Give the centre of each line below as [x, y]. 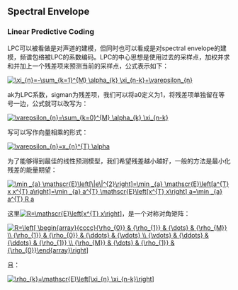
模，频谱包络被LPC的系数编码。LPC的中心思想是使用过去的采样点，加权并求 [119, 57]
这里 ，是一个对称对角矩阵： [99, 213]
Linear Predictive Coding [51, 32]
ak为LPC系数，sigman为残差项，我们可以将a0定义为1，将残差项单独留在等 [116, 94]
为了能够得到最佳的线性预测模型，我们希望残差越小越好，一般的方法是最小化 [119, 161]
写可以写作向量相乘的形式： [48, 132]
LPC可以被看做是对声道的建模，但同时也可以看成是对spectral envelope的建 [117, 48]
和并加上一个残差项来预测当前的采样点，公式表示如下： [88, 66]
